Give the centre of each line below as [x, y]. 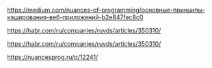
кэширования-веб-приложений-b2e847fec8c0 [75, 17]
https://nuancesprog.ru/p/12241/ [53, 57]
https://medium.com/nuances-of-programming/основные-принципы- [106, 10]
